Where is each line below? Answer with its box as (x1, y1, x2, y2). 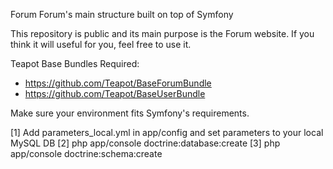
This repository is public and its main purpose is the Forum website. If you (10, 28, 315, 39)
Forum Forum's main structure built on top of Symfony (10, 9, 234, 20)
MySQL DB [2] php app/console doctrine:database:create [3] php (10, 137, 281, 149)
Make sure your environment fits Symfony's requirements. (10, 107, 250, 119)
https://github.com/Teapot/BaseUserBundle (24, 88, 206, 99)
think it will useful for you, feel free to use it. (10, 39, 192, 50)
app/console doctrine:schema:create (10, 148, 163, 159)
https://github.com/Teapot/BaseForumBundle (24, 77, 212, 89)
